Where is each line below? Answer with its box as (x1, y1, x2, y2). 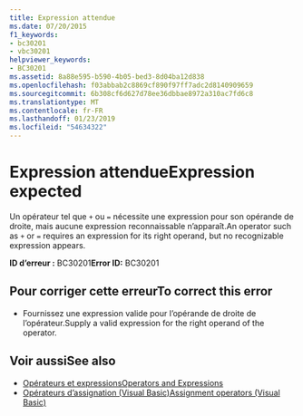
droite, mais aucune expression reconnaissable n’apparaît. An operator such (9, 220, 292, 231)
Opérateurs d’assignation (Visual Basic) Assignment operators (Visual (22, 387, 281, 398)
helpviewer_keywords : (9, 55, 92, 64)
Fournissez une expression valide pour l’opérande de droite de (22, 307, 257, 318)
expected (9, 181, 83, 202)
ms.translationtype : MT (9, 97, 100, 107)
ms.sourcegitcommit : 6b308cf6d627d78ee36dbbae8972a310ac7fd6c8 (9, 89, 254, 98)
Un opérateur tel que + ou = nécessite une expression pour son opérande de (9, 210, 295, 222)
